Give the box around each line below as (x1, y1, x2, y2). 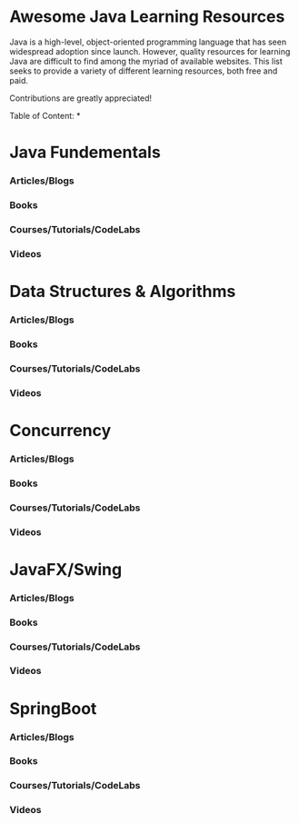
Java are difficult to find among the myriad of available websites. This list (9, 55, 284, 66)
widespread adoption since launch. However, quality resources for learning (9, 45, 291, 56)
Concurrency (9, 420, 112, 441)
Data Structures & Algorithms (9, 282, 236, 302)
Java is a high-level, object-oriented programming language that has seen (9, 36, 287, 47)
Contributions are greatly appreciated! (9, 93, 153, 104)
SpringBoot (9, 698, 97, 719)
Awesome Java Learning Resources (9, 6, 285, 27)
